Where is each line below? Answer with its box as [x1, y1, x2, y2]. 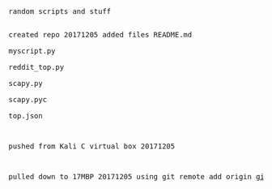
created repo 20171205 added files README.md [8, 30, 193, 39]
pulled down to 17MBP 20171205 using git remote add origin [8, 172, 253, 181]
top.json [8, 111, 43, 120]
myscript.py [8, 46, 56, 55]
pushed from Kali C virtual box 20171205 [8, 142, 176, 151]
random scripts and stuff [8, 7, 112, 15]
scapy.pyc [8, 95, 47, 104]
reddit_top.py [8, 62, 65, 71]
